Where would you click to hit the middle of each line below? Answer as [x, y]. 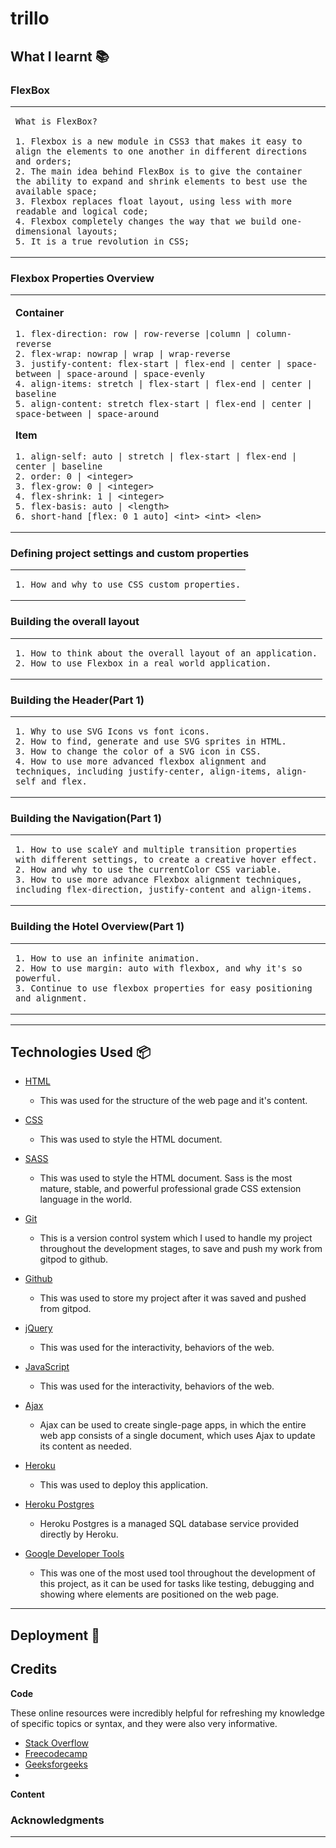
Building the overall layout [75, 622]
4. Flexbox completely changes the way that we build [146, 221]
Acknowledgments [57, 1820]
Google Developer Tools [74, 1554]
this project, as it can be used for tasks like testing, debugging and [177, 1584]
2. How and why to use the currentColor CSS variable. [148, 870]
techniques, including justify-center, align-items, [143, 771]
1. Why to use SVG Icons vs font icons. [112, 731]
